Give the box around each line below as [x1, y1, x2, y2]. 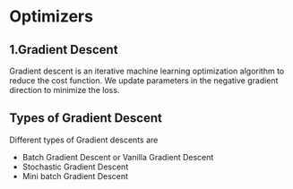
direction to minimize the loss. [9, 85, 120, 95]
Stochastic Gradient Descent [22, 161, 129, 172]
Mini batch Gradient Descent [22, 170, 128, 181]
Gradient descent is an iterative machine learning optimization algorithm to [9, 65, 285, 76]
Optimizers [9, 6, 94, 27]
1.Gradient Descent [9, 42, 118, 57]
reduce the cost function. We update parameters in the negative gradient [9, 75, 279, 86]
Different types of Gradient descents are [9, 134, 159, 145]
